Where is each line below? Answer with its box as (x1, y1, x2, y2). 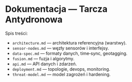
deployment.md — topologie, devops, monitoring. (12, 66, 110, 72)
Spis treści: (5, 30, 28, 36)
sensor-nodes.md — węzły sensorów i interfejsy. (12, 45, 109, 51)
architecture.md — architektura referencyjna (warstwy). (12, 40, 127, 45)
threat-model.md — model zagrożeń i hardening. (12, 71, 111, 77)
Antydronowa (5, 14, 63, 25)
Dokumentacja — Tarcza (5, 3, 108, 15)
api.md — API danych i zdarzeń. (12, 61, 77, 67)
